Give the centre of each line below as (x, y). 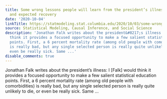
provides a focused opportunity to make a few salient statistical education (81, 76)
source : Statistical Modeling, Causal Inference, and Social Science (79, 28)
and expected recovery (33, 14)
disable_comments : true (30, 56)
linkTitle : (16, 24)
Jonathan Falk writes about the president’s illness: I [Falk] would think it (78, 70)
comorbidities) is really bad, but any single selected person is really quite (80, 86)
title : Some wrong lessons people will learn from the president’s (77, 10)
